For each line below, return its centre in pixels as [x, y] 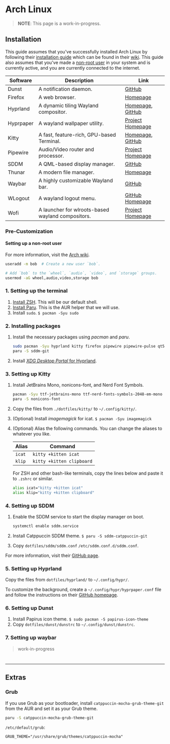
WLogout [19, 198]
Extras [16, 678]
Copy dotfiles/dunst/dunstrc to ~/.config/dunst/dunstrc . [74, 625]
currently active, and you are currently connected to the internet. [73, 68]
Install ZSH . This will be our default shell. [55, 302]
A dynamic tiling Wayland [69, 105]
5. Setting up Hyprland [33, 569]
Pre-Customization [29, 231]
